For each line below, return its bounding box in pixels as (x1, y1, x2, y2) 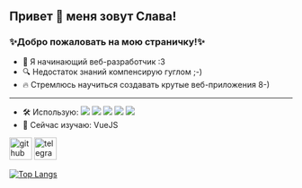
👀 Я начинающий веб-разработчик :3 (22, 56, 166, 67)
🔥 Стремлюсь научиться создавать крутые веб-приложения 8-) (22, 79, 271, 90)
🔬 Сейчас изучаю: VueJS (22, 119, 119, 130)
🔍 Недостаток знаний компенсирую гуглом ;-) (22, 66, 203, 77)
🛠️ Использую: (22, 107, 79, 117)
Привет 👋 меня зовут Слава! (9, 9, 177, 24)
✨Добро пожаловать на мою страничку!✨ (9, 36, 205, 48)
